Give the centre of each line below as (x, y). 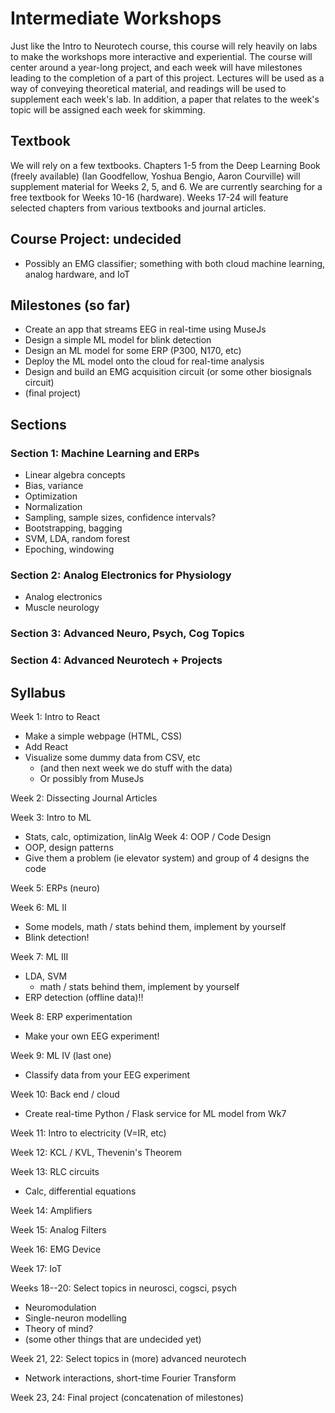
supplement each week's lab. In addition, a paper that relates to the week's (165, 99)
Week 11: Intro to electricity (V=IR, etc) (88, 1133)
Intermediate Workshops (116, 18)
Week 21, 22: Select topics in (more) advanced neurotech (128, 1359)
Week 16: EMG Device (56, 1249)
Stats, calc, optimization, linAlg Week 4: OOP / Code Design (148, 837)
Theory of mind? (59, 1329)
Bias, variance (54, 486)
